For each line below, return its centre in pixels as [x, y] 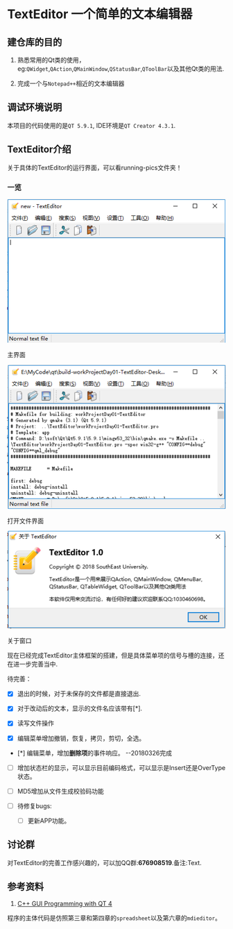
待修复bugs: [34, 805]
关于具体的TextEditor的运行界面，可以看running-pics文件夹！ [95, 167]
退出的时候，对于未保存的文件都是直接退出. [79, 694]
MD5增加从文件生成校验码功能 [60, 791]
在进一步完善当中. [33, 664]
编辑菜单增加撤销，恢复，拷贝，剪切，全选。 [81, 738]
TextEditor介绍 [39, 150]
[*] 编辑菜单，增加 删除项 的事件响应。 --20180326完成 [94, 753]
